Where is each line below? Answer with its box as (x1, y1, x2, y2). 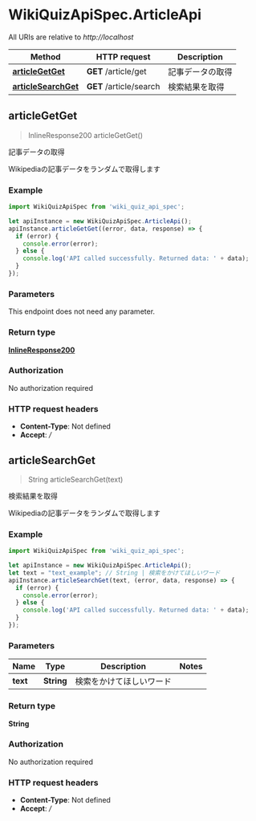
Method (30, 51, 62, 62)
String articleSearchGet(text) (27, 474, 124, 484)
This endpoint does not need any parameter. (8, 307, 155, 316)
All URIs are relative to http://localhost (8, 32, 134, 42)
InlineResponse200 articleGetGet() (27, 130, 143, 140)
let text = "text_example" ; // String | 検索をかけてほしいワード (8, 568, 221, 577)
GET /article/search (86, 80, 161, 91)
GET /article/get (86, 66, 147, 77)
